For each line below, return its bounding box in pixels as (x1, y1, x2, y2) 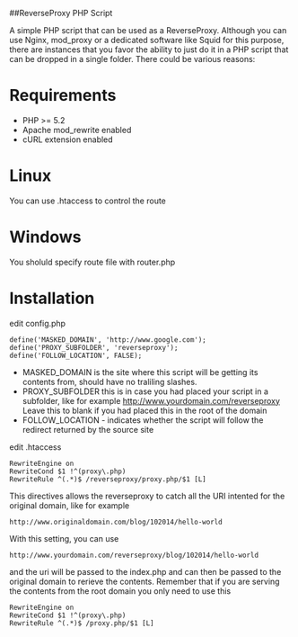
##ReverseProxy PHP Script (9, 8, 113, 18)
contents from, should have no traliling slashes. (22, 376, 197, 387)
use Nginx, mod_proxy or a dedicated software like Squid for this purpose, (9, 35, 285, 45)
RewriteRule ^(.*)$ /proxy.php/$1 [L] (9, 618, 154, 628)
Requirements (9, 85, 117, 106)
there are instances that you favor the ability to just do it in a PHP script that (9, 44, 289, 55)
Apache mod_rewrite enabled (22, 124, 132, 135)
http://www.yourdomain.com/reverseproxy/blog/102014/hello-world (9, 551, 259, 560)
